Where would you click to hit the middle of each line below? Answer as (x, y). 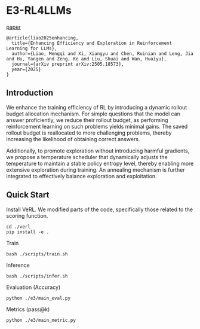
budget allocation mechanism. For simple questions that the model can (93, 114)
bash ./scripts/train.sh (37, 254)
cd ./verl (19, 227)
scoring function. (27, 215)
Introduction (30, 93)
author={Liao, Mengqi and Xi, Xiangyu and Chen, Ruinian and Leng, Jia (103, 54)
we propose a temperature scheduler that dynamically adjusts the (87, 157)
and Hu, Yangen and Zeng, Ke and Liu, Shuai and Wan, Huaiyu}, (87, 59)
